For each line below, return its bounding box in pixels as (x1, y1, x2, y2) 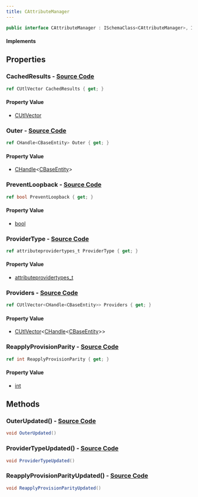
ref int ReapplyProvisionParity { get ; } (6, 356, 110, 362)
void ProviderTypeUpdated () (6, 457, 75, 464)
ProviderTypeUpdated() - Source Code (6, 444, 119, 453)
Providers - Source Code (6, 288, 78, 297)
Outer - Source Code (6, 126, 67, 135)
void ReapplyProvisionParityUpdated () (6, 485, 101, 491)
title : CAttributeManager (6, 8, 70, 15)
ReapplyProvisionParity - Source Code (6, 343, 119, 351)
